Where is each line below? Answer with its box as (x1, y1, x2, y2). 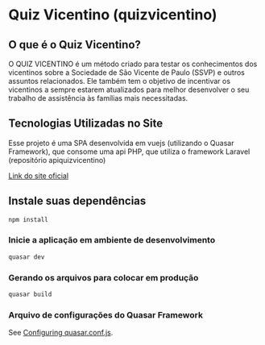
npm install (8, 215, 48, 223)
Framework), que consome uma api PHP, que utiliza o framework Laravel (8, 147, 251, 156)
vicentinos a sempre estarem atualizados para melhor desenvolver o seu (8, 85, 250, 94)
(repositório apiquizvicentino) (8, 155, 106, 164)
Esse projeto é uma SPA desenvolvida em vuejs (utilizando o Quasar (8, 138, 234, 148)
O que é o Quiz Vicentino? (8, 38, 141, 52)
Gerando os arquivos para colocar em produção (8, 272, 199, 283)
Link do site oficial (8, 171, 69, 181)
